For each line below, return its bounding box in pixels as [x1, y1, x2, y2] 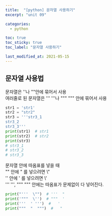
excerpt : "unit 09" [5, 12, 47, 17]
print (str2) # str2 [5, 133, 49, 139]
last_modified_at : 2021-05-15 [5, 54, 70, 59]
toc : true [5, 35, 26, 41]
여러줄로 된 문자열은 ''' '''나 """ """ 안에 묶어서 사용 [5, 95, 107, 101]
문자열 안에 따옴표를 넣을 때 [5, 163, 60, 169]
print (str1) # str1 [5, 128, 49, 134]
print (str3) [5, 138, 31, 143]
